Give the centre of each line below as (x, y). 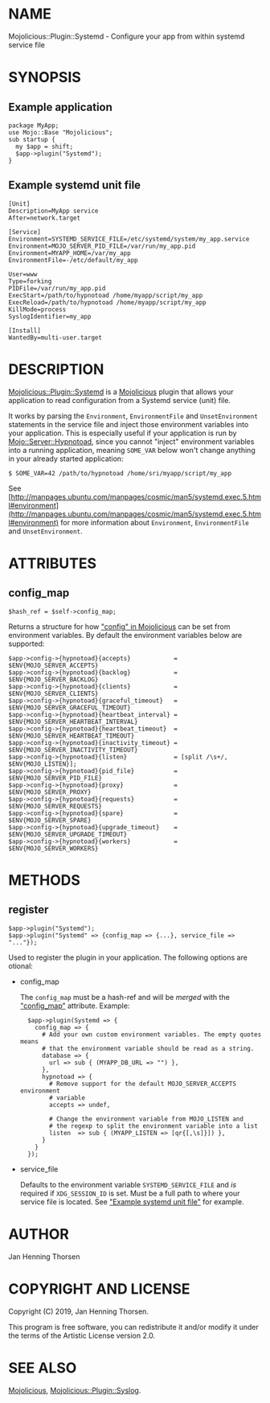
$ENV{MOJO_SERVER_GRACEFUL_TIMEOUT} (70, 708)
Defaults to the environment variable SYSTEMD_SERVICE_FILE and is (128, 1184)
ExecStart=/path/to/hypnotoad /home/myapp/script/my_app (106, 295)
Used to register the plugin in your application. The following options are (128, 957)
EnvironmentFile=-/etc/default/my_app (73, 260)
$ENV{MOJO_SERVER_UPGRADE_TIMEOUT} (68, 834)
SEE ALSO (43, 1368)
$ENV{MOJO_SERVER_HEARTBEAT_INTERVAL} (73, 722)
